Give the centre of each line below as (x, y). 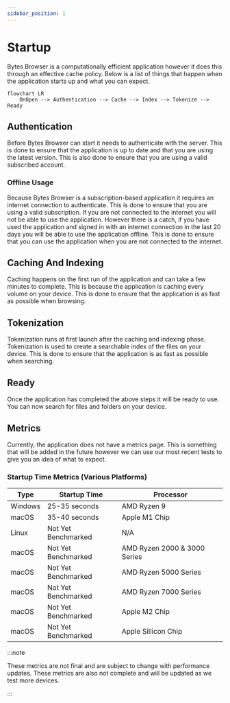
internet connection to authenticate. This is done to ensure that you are (107, 205)
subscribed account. (36, 165)
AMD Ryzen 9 (144, 506)
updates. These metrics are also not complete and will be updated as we (110, 674)
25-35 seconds (73, 506)
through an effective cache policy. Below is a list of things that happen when (115, 73)
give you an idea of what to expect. (57, 459)
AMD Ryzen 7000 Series (162, 592)
